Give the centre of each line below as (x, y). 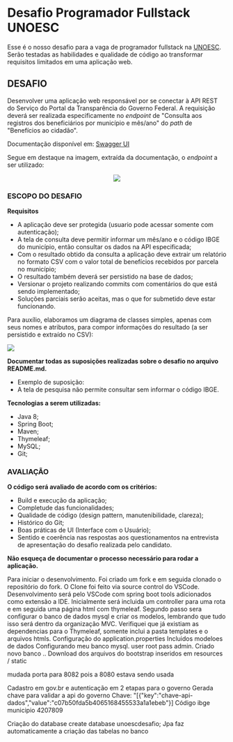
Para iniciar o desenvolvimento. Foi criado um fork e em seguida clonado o (114, 579)
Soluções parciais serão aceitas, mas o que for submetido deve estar (116, 299)
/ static (17, 661)
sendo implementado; (48, 292)
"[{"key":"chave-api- (163, 695)
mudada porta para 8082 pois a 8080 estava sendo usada (91, 674)
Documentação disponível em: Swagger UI (69, 144)
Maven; (28, 431)
